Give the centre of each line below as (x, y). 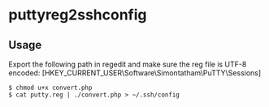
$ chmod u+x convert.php (50, 88)
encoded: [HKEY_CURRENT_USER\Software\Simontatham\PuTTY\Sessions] (135, 73)
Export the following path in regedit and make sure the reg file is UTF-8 (128, 64)
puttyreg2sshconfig (78, 15)
